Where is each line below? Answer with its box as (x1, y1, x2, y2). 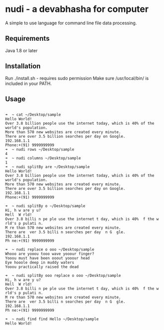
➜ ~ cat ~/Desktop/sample (5, 112, 61, 117)
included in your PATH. (5, 81, 52, 86)
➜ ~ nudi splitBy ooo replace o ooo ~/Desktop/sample (5, 273, 121, 278)
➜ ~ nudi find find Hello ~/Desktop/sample (5, 317, 99, 322)
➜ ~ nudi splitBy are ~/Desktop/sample (5, 165, 90, 169)
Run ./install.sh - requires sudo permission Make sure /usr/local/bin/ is (5, 75, 149, 81)
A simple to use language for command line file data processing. (5, 20, 137, 26)
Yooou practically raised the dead (5, 264, 79, 269)
